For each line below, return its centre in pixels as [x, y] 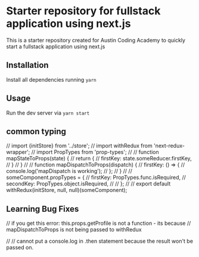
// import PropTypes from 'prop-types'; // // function [95, 152]
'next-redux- [169, 146]
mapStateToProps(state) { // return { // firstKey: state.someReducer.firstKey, [99, 159]
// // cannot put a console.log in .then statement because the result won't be [100, 241]
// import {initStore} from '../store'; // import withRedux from [80, 146]
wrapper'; [18, 152]
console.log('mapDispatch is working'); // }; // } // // [69, 171]
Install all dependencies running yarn [51, 79]
